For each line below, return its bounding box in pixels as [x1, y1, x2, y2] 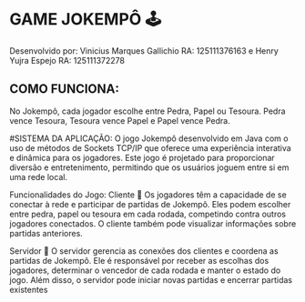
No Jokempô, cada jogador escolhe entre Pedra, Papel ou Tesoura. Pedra [9, 106, 286, 116]
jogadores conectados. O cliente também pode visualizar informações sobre [9, 217, 297, 229]
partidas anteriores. [9, 227, 84, 238]
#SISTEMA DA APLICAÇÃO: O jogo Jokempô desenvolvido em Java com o [9, 133, 289, 144]
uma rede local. [9, 171, 68, 182]
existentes [9, 284, 48, 295]
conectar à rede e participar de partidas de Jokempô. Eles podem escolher [9, 198, 291, 209]
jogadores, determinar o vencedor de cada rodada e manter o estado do [9, 265, 281, 276]
